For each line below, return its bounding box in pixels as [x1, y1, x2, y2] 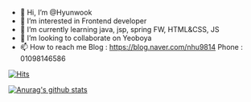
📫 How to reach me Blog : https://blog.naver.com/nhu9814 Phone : [19, 43, 243, 51]
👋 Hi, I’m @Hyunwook [19, 8, 93, 17]
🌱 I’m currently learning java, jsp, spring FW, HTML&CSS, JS [19, 25, 220, 34]
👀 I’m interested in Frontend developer [19, 16, 147, 26]
